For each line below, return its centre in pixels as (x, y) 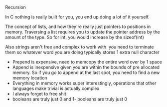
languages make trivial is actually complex (56, 88)
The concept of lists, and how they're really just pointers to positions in (78, 26)
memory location (30, 78)
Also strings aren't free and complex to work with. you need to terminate (80, 47)
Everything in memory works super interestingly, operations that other (84, 83)
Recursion (15, 7)
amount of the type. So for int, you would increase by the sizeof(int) (75, 37)
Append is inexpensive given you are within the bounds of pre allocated (86, 67)
